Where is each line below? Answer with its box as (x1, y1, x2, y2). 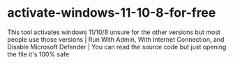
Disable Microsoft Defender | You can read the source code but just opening (7, 42, 227, 51)
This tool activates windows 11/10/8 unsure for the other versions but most (7, 28, 221, 36)
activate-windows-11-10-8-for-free (7, 5, 216, 21)
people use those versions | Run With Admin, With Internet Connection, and (7, 35, 225, 43)
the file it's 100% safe (7, 50, 70, 58)
